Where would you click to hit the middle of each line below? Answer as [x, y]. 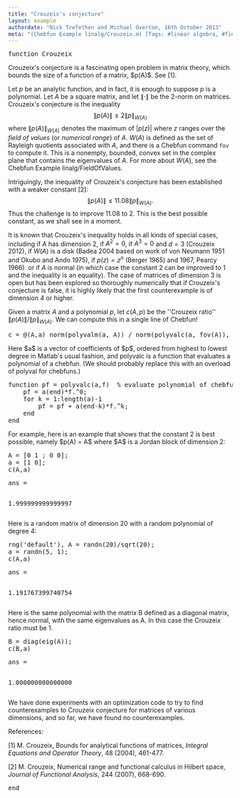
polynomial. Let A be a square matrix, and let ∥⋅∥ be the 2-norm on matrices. [120, 96]
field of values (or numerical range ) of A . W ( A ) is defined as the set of [111, 137]
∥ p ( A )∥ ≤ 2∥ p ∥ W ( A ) [120, 116]
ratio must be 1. [31, 628]
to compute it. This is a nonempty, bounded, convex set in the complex [112, 153]
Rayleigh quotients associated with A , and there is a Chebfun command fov [119, 145]
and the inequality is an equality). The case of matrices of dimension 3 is [115, 275]
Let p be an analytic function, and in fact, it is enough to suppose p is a [112, 89]
